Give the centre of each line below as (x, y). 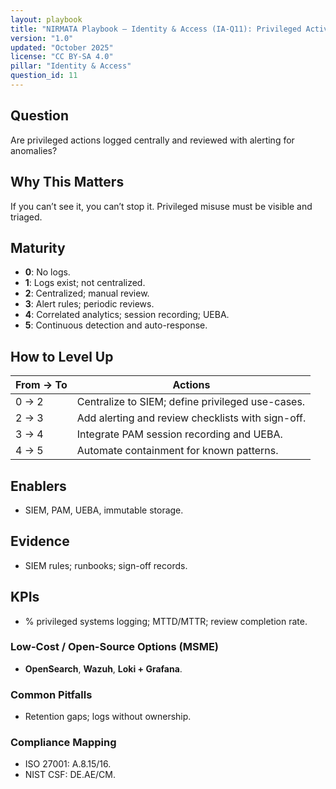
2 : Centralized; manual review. (87, 293)
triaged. (26, 217)
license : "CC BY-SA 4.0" (62, 57)
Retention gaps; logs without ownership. (108, 717)
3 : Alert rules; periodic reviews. (89, 304)
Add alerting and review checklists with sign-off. (191, 418)
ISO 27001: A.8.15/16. (68, 764)
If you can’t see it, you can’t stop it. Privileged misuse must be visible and (161, 206)
